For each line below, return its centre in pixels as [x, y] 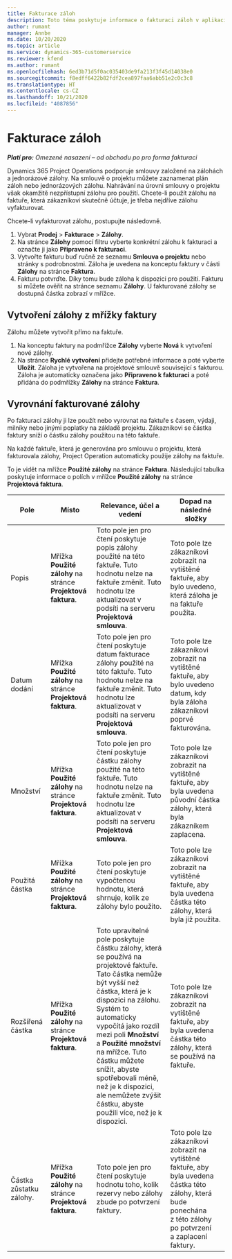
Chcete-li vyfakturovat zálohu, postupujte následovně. [85, 221]
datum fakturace [123, 654]
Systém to [113, 1009]
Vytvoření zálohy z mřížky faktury [82, 315]
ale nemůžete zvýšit [129, 1095]
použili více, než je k [129, 1113]
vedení [130, 514]
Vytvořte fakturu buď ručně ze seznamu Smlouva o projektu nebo [112, 257]
